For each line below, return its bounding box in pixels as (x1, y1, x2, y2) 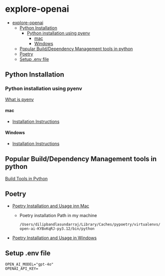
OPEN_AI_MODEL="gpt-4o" (5, 262, 54, 267)
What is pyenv (5, 96, 34, 102)
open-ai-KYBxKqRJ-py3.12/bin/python (19, 226, 95, 231)
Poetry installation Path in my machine (19, 212, 97, 218)
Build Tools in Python (5, 175, 48, 181)
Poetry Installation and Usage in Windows (12, 235, 97, 241)
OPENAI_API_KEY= (5, 266, 38, 271)
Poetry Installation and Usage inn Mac (12, 203, 89, 209)
